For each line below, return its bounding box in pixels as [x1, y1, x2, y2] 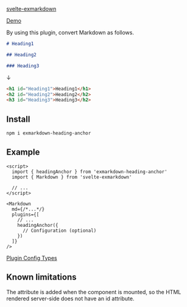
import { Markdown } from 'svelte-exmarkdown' [12, 174, 132, 180]
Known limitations [6, 272, 77, 283]
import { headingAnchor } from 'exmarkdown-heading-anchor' [12, 168, 168, 175]
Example [6, 147, 40, 158]
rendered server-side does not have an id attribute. [6, 295, 135, 302]
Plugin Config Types [6, 254, 57, 262]
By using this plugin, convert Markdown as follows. [6, 29, 134, 36]
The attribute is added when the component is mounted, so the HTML [6, 288, 182, 295]
